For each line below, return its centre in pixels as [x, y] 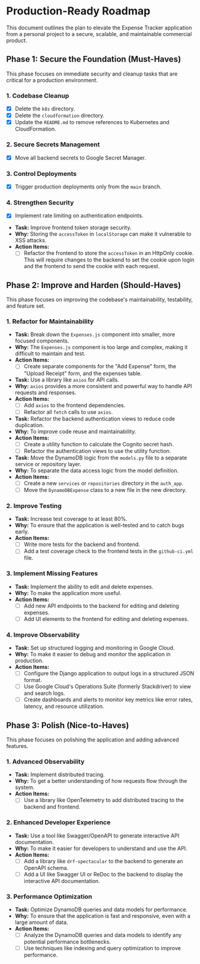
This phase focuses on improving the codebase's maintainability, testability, [100, 300]
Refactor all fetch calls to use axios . [68, 412]
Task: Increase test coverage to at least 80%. [71, 519]
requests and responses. [46, 392]
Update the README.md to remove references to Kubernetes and [92, 122]
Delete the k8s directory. [45, 109]
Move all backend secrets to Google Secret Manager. [80, 158]
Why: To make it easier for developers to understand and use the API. [101, 848]
